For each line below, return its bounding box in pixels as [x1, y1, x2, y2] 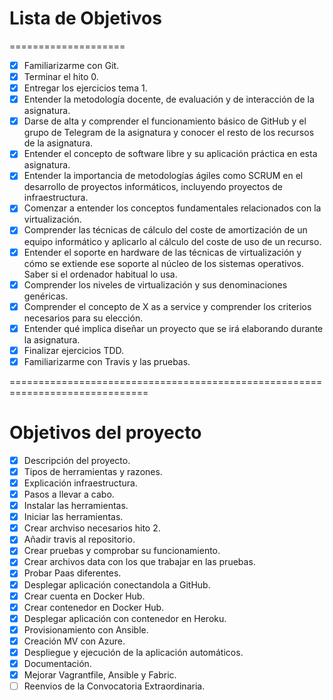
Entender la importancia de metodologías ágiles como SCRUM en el [23, 170, 304, 182]
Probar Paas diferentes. [23, 567, 122, 579]
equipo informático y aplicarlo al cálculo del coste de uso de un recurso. [23, 235, 322, 247]
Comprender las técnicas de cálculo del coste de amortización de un [23, 224, 308, 236]
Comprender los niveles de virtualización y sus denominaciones [23, 278, 288, 291]
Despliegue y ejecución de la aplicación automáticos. [23, 646, 244, 658]
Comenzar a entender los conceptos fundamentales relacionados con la [23, 202, 322, 214]
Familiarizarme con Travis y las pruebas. [23, 355, 191, 367]
